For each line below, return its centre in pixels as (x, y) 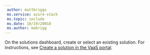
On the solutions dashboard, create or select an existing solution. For (75, 42)
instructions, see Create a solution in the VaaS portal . (59, 48)
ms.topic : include (26, 19)
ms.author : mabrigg (27, 28)
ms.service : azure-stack (32, 14)
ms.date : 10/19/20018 (29, 24)
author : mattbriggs (27, 10)
